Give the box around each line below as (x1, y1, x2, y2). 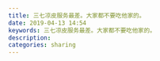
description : (8, 33, 51, 42)
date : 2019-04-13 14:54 (8, 19, 87, 27)
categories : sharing (8, 41, 77, 49)
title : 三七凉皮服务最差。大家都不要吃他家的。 (8, 11, 146, 20)
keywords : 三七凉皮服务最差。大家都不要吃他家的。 (8, 26, 156, 34)
